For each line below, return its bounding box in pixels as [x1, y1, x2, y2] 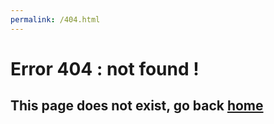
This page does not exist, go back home [10, 97, 264, 115]
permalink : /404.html [10, 14, 101, 25]
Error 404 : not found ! [10, 57, 200, 80]
